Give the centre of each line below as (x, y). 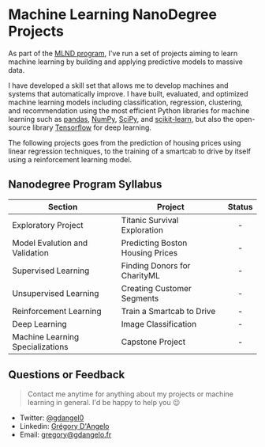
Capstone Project (153, 342)
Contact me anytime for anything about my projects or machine (131, 394)
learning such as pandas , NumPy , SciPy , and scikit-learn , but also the (121, 119)
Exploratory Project (48, 225)
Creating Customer (156, 288)
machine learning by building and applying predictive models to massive (125, 62)
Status (240, 206)
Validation (30, 252)
